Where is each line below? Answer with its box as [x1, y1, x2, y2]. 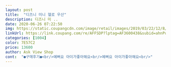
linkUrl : [5, 31, 24, 36]
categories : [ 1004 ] [5, 36, 47, 41]
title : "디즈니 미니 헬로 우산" [5, 12, 67, 17]
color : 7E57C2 [5, 40, 36, 45]
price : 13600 [5, 45, 33, 50]
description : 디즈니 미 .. [5, 17, 59, 22]
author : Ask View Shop [5, 49, 53, 54]
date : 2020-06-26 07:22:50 [5, 21, 63, 27]
